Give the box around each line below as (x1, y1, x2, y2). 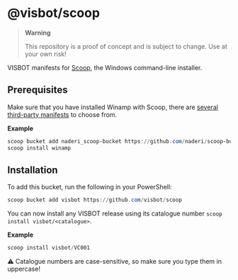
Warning (24, 28, 51, 37)
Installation (7, 164, 58, 176)
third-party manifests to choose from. (7, 110, 118, 118)
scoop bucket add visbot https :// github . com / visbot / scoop (7, 196, 182, 203)
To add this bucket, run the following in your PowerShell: (7, 183, 172, 191)
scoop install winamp (7, 144, 72, 152)
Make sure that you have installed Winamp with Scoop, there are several (7, 103, 218, 111)
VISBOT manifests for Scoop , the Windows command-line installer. (7, 63, 203, 72)
